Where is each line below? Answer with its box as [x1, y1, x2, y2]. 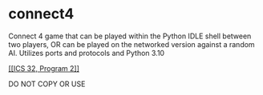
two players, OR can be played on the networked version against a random [8, 39, 255, 49]
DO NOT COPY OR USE [8, 79, 86, 89]
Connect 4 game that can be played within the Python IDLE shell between [8, 31, 252, 41]
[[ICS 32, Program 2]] [8, 63, 80, 73]
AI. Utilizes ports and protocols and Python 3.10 [8, 48, 165, 57]
